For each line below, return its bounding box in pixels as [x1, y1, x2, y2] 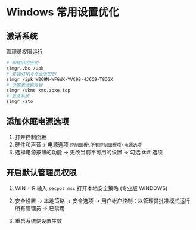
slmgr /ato [6, 99, 33, 105]
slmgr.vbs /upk [6, 65, 44, 72]
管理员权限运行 [6, 48, 43, 55]
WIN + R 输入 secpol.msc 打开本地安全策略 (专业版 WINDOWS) [14, 184, 168, 191]
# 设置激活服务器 [6, 82, 43, 88]
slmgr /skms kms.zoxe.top [6, 88, 70, 94]
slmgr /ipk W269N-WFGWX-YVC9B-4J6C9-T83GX [6, 76, 113, 82]
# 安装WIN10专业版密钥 [6, 71, 57, 77]
